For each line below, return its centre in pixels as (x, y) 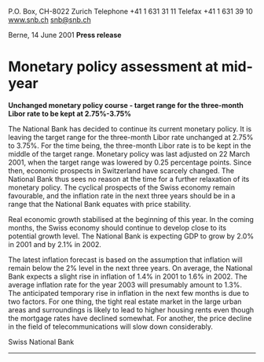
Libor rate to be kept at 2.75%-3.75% (70, 113)
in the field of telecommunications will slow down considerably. (111, 327)
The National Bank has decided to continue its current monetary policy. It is (130, 128)
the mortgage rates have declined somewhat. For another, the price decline (130, 318)
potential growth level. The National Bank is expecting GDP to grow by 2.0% (131, 236)
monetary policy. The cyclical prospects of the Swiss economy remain (122, 187)
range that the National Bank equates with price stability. (100, 204)
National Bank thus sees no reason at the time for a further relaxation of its (129, 179)
